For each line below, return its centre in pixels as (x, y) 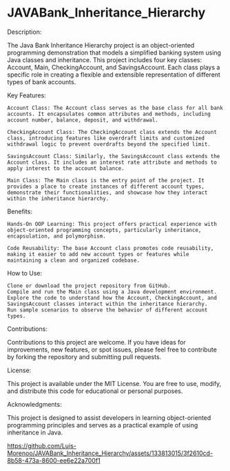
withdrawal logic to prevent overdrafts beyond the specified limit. (109, 144)
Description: (24, 32)
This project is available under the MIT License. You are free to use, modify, (114, 383)
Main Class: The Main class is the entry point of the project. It (106, 180)
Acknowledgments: (34, 404)
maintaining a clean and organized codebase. (73, 260)
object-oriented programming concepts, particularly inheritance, (104, 230)
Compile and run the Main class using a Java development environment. (112, 291)
